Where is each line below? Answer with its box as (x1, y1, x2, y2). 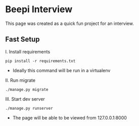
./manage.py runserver (5, 106, 53, 111)
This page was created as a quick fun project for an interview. (5, 20, 134, 26)
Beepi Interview (5, 4, 73, 15)
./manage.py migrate (5, 87, 49, 92)
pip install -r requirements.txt (5, 58, 76, 64)
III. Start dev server (5, 96, 45, 102)
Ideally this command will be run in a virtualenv (12, 67, 111, 73)
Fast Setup (5, 35, 40, 44)
